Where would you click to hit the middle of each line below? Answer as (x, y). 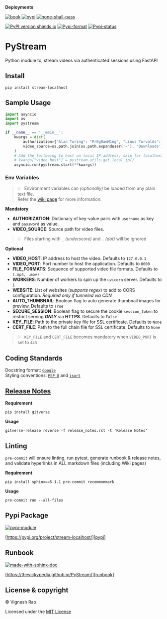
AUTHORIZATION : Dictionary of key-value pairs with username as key (83, 219)
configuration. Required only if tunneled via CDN (62, 295)
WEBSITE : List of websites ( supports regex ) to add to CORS (74, 290)
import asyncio (21, 114)
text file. (26, 194)
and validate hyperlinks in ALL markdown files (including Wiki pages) (76, 463)
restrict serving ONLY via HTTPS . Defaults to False (65, 317)
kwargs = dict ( (30, 137)
